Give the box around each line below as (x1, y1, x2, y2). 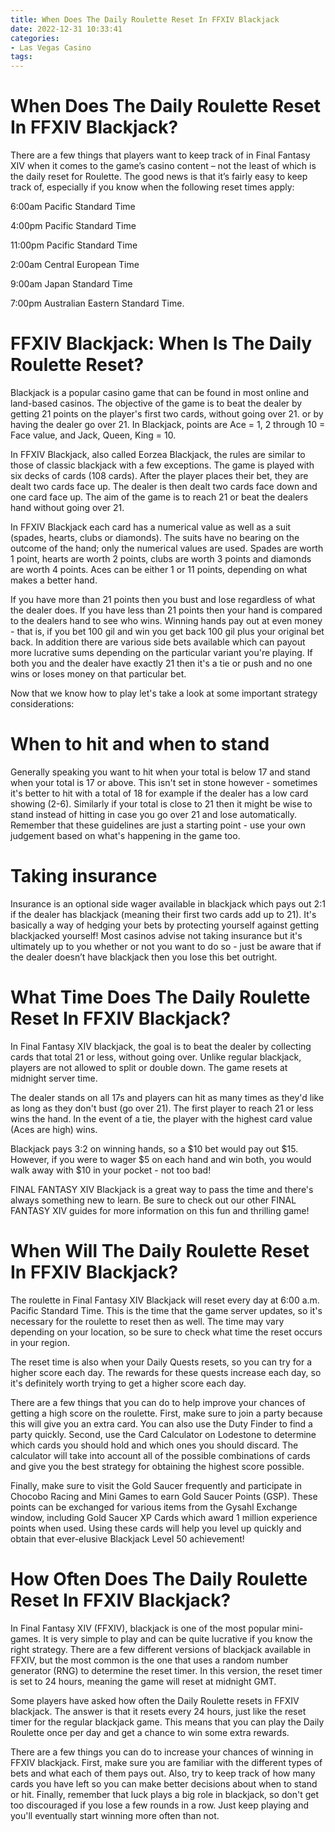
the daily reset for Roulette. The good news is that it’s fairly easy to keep (10, 171, 308, 183)
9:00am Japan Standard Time (10, 278, 133, 290)
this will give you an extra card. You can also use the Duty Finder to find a (10, 1417, 313, 1430)
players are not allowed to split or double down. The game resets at (10, 1061, 288, 1073)
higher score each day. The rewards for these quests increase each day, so (10, 1366, 322, 1378)
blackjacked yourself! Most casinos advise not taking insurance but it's (10, 929, 303, 941)
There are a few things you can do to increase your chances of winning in (10, 1746, 314, 1758)
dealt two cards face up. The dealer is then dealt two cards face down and (10, 481, 318, 492)
